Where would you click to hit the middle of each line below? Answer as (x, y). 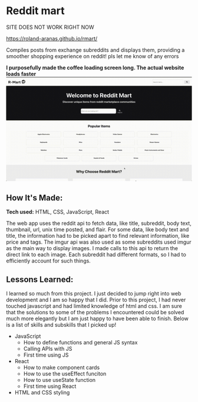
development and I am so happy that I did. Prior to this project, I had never (96, 300)
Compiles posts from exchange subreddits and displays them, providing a (95, 50)
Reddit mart (35, 11)
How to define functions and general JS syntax (80, 343)
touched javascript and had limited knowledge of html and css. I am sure (94, 306)
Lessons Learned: (40, 279)
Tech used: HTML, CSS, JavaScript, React (58, 212)
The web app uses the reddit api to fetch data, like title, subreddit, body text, (99, 223)
